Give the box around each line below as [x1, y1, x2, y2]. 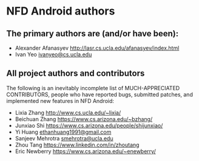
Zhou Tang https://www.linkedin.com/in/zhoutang [15, 141, 140, 148]
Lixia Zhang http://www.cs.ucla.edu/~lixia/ [15, 109, 121, 116]
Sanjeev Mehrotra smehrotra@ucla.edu [15, 134, 113, 142]
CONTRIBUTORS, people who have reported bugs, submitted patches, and [6, 91, 193, 98]
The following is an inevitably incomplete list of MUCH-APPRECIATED [6, 84, 180, 91]
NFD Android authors [6, 4, 115, 18]
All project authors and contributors [6, 68, 145, 79]
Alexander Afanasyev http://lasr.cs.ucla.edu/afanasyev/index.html [15, 44, 180, 51]
